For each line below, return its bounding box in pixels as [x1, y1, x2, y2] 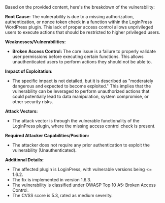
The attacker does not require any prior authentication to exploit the [12, 142, 150, 148]
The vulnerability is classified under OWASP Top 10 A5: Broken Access [12, 182, 156, 188]
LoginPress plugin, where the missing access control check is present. [12, 123, 156, 129]
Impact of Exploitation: [5, 68, 53, 74]
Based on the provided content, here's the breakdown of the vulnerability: [5, 4, 155, 10]
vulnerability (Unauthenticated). [12, 147, 77, 153]
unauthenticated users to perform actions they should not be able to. [12, 59, 152, 64]
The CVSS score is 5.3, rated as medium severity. [12, 193, 113, 198]
